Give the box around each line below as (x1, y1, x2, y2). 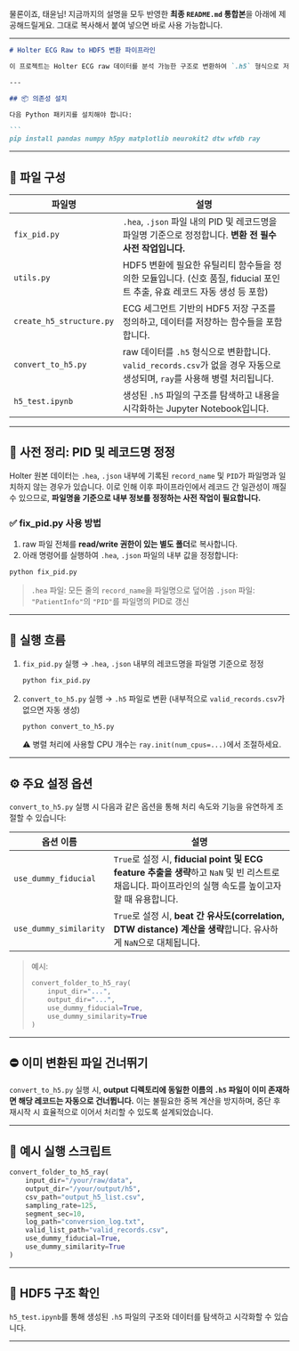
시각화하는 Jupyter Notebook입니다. (123, 402, 270, 415)
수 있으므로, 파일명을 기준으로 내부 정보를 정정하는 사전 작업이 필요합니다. (9, 492, 261, 503)
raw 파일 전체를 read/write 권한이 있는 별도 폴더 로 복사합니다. (21, 538, 238, 550)
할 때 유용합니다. (113, 894, 179, 906)
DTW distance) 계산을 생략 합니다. (113, 923, 252, 935)
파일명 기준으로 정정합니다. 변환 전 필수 (123, 229, 278, 241)
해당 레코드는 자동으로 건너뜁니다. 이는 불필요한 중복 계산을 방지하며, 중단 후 (18, 1096, 281, 1106)
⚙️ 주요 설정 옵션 (9, 776, 93, 791)
